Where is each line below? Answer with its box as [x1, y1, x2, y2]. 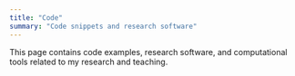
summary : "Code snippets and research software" [9, 22, 198, 31]
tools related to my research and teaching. [9, 56, 168, 67]
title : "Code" [9, 13, 64, 23]
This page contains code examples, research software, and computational [9, 46, 288, 57]
